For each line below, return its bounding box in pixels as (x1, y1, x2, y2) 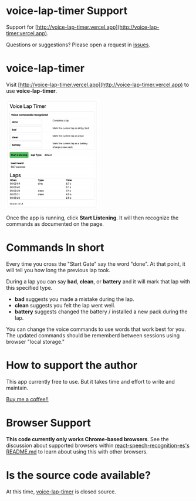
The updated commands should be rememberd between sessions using (6, 331, 180, 338)
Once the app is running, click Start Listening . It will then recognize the (6, 214, 179, 221)
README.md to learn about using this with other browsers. (6, 448, 148, 455)
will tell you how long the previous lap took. (6, 266, 110, 273)
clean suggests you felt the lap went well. (14, 302, 116, 309)
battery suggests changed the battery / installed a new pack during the (14, 308, 188, 315)
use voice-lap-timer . (6, 87, 58, 94)
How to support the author (6, 358, 138, 372)
